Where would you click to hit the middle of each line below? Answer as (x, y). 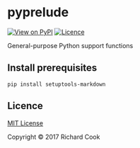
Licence (25, 106)
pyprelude (38, 12)
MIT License (25, 123)
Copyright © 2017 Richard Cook (54, 137)
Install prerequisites (52, 68)
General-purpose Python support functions (70, 45)
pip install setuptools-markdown (57, 84)
